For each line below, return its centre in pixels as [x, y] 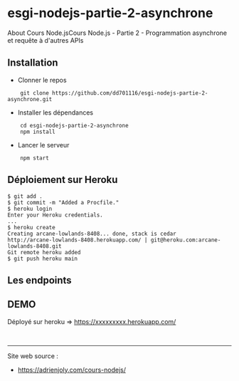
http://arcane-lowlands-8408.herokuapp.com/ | [78, 240]
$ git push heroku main [43, 259]
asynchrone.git [30, 99]
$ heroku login [30, 209]
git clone [35, 93]
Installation [33, 63]
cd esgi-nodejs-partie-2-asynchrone [75, 125]
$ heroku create [31, 227]
